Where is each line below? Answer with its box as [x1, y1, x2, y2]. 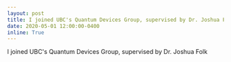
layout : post [7, 10, 45, 17]
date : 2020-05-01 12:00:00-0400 [7, 22, 100, 29]
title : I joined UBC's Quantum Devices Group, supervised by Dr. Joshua [7, 16, 220, 23]
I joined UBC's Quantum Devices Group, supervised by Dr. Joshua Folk [7, 48, 208, 56]
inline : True [7, 29, 45, 36]
